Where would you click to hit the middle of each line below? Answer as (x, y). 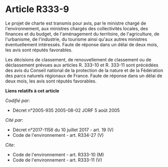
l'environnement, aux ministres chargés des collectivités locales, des (77, 28)
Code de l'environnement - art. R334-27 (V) (58, 135)
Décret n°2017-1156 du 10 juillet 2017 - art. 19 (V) (63, 130)
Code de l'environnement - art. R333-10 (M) (58, 154)
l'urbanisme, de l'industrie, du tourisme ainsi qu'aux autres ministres (76, 39)
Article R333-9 (37, 9)
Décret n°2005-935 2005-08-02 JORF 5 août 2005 (66, 110)
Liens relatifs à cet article (32, 91)
